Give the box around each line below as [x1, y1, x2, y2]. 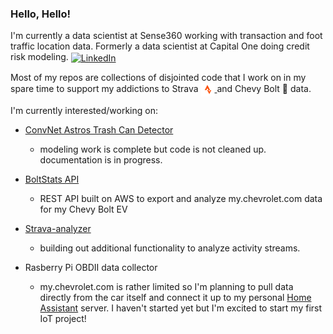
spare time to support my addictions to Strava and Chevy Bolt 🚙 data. [10, 82, 312, 94]
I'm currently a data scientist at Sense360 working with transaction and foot [10, 30, 323, 42]
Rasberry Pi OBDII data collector [24, 261, 158, 273]
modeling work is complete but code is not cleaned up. [39, 143, 267, 155]
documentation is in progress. [39, 153, 163, 166]
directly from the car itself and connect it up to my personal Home [39, 291, 312, 303]
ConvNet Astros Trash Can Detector [24, 123, 174, 136]
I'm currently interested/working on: [10, 104, 158, 116]
